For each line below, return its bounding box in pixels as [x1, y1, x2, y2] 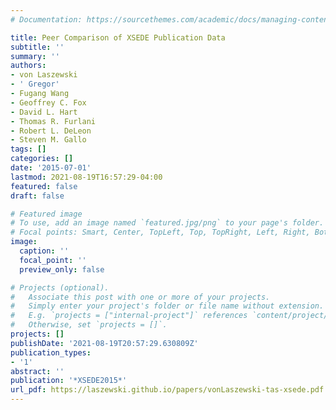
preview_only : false [19, 264, 105, 275]
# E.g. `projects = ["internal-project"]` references [10, 311, 248, 321]
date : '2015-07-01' [10, 163, 92, 173]
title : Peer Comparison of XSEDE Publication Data [10, 32, 226, 43]
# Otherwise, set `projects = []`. [10, 320, 168, 330]
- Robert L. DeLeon [10, 126, 92, 136]
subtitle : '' [10, 42, 65, 52]
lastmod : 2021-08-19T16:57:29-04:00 [10, 172, 163, 182]
